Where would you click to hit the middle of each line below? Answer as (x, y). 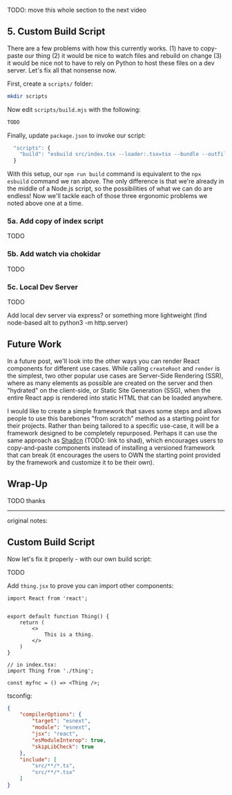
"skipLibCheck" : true (63, 747)
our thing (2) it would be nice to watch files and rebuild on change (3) (123, 55)
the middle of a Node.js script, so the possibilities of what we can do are (110, 188)
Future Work (35, 344)
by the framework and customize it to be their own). (81, 462)
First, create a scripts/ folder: (50, 84)
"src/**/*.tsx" (54, 772)
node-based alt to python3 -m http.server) (68, 323)
